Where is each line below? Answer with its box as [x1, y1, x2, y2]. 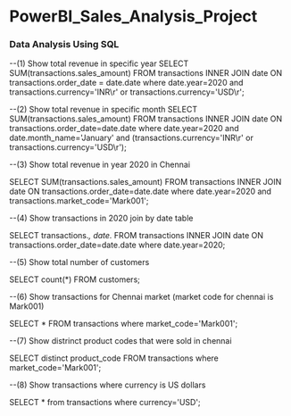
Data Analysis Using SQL [9, 38, 120, 51]
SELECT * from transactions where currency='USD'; [9, 397, 201, 408]
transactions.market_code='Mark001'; [9, 196, 149, 206]
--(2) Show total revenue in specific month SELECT [9, 104, 198, 115]
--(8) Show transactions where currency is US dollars [9, 379, 206, 390]
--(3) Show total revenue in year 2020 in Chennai [9, 159, 190, 171]
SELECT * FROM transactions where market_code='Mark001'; [9, 319, 238, 329]
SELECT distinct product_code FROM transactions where [9, 353, 219, 363]
